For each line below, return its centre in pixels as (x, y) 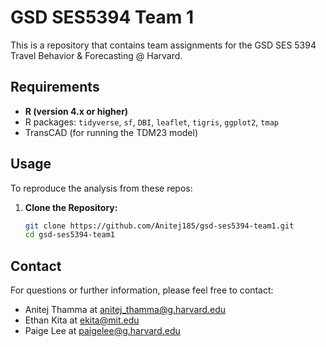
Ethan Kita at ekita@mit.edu (82, 320)
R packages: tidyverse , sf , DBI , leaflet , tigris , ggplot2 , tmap (151, 122)
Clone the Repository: (71, 207)
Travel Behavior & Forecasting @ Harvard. (96, 55)
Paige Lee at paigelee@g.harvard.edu (102, 331)
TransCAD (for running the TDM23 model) (111, 132)
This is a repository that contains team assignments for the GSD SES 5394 (163, 45)
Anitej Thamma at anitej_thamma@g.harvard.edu (125, 310)
